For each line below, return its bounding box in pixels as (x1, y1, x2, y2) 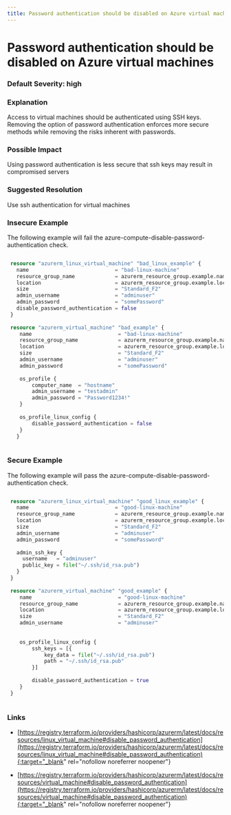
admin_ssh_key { (16, 549, 63, 556)
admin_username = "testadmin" (32, 388, 118, 395)
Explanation (7, 97, 48, 107)
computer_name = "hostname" (32, 381, 115, 389)
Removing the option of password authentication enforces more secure (7, 120, 209, 129)
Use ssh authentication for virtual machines (7, 200, 131, 209)
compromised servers (7, 168, 69, 176)
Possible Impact (7, 145, 62, 154)
